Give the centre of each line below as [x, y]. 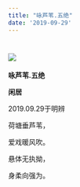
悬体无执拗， [29, 159]
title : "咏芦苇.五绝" [40, 15]
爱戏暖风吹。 [29, 142]
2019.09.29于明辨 [36, 109]
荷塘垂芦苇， [29, 126]
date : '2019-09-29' [40, 23]
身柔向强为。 [29, 176]
